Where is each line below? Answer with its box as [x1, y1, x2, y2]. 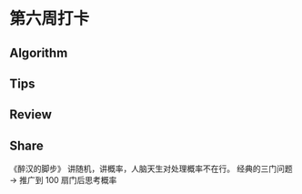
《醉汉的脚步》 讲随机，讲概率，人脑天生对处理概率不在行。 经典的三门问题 [9, 163, 293, 174]
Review [9, 107, 53, 123]
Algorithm [9, 45, 68, 60]
